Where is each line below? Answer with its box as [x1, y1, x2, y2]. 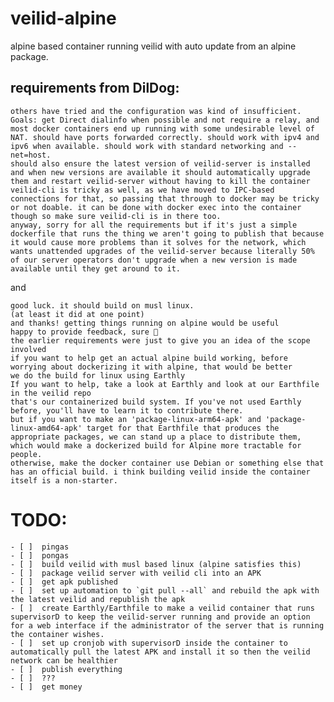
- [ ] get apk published [10, 577, 118, 587]
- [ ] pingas [10, 542, 70, 552]
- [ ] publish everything [10, 664, 123, 674]
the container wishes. [10, 629, 105, 639]
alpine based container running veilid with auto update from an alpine [10, 40, 297, 52]
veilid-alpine [10, 7, 117, 30]
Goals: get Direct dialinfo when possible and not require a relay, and [10, 115, 320, 125]
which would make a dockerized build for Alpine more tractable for [10, 440, 302, 451]
